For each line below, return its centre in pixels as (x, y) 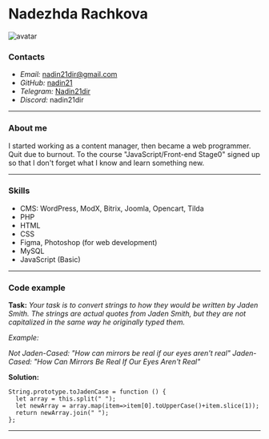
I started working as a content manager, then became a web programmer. (130, 146)
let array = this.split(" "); (66, 399)
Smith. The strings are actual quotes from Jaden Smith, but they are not (127, 314)
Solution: (24, 377)
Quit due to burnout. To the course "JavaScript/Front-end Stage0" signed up (134, 154)
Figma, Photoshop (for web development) (88, 242)
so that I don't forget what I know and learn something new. (106, 163)
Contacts (27, 57)
